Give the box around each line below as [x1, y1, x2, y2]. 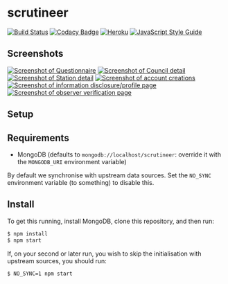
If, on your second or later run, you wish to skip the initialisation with [7, 249, 202, 258]
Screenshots [7, 48, 64, 60]
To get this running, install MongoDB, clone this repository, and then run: [7, 217, 215, 225]
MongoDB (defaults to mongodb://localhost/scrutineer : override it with [17, 150, 222, 159]
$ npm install [7, 230, 49, 237]
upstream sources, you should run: [7, 256, 107, 265]
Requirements [7, 132, 69, 143]
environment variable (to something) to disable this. [7, 178, 155, 186]
